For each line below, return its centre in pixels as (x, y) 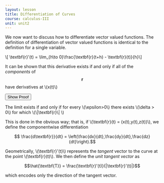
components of (20, 72)
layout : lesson (21, 10)
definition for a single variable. (36, 47)
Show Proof (18, 97)
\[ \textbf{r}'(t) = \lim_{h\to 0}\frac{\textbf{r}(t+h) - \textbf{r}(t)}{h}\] (73, 57)
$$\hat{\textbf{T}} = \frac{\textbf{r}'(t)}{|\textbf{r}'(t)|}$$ (82, 166)
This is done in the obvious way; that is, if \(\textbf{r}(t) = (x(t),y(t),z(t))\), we (82, 122)
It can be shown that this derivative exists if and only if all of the (69, 67)
